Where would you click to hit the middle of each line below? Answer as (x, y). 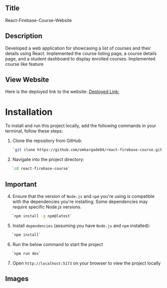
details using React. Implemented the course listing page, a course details (81, 53)
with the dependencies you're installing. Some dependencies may (80, 201)
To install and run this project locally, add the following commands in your (81, 126)
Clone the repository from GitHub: (47, 141)
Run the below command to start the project (58, 244)
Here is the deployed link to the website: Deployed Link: (62, 91)
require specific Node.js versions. (47, 206)
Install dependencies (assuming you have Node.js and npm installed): (81, 225)
